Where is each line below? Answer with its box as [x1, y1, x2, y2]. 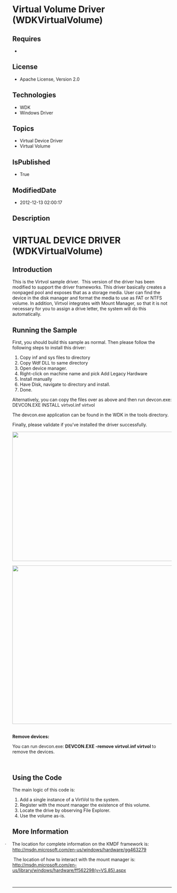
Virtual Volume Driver [12, 4, 105, 15]
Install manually [19, 376, 53, 382]
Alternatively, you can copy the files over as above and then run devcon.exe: [12, 397, 172, 403]
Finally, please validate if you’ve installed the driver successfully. [12, 422, 147, 428]
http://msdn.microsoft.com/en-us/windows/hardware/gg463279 [12, 846, 147, 852]
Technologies [12, 91, 57, 99]
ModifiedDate [12, 186, 57, 195]
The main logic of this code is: [12, 787, 75, 793]
